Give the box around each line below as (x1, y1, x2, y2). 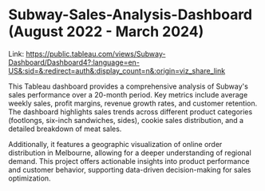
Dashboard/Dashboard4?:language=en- (8, 58, 140, 67)
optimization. (8, 173, 51, 183)
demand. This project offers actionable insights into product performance (8, 156, 250, 165)
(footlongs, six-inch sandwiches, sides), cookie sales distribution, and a (8, 115, 244, 125)
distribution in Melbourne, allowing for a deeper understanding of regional (8, 148, 251, 157)
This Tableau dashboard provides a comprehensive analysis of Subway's (8, 82, 249, 91)
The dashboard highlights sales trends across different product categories (8, 106, 253, 117)
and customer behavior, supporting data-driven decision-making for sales (8, 165, 251, 174)
